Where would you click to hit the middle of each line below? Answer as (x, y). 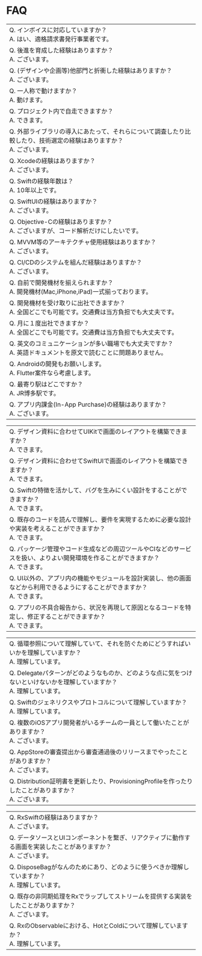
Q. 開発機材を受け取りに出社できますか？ (67, 303)
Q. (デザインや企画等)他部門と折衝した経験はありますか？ (91, 70)
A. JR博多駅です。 (35, 393)
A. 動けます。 (28, 100)
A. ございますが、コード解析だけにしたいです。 (76, 230)
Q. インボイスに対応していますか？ (58, 29)
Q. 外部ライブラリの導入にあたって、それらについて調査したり (97, 131)
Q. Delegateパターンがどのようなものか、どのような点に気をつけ (101, 673)
